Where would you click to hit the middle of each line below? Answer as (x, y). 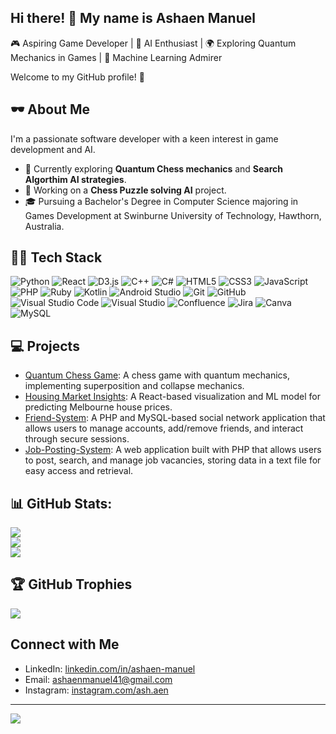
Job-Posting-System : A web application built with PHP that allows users (173, 450)
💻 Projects (45, 346)
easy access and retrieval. (79, 471)
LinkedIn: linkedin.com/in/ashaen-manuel (110, 668)
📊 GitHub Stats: (61, 503)
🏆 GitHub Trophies (71, 584)
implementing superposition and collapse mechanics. (134, 386)
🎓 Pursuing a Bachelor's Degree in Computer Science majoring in (161, 201)
